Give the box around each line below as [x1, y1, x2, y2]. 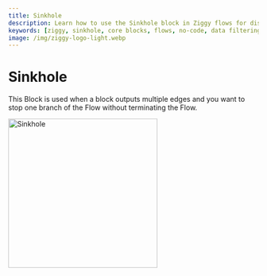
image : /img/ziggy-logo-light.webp [8, 33, 126, 42]
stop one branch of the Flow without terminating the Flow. [8, 103, 198, 112]
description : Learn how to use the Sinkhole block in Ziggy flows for [8, 19, 247, 27]
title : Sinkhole [8, 11, 62, 20]
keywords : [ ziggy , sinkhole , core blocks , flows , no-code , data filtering [8, 26, 261, 34]
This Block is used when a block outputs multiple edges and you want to [8, 95, 246, 104]
